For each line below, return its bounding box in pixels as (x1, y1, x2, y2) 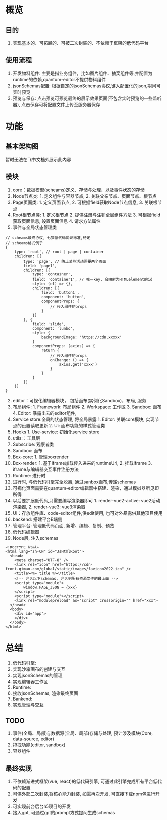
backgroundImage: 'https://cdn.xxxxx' (41, 335, 122, 340)
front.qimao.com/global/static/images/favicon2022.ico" (5, 566, 124, 571)
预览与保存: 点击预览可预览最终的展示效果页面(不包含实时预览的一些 (12, 95, 153, 101)
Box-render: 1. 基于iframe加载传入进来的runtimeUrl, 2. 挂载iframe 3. (12, 460, 152, 466)
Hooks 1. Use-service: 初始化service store (12, 429, 100, 435)
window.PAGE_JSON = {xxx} (23, 585, 78, 590)
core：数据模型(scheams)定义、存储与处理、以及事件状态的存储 (12, 187, 145, 193)
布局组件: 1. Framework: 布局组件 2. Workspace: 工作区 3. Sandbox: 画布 (12, 404, 162, 410)
